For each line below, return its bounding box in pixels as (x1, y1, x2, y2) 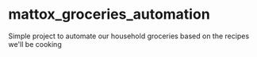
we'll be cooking (8, 39, 62, 48)
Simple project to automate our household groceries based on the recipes (8, 31, 250, 41)
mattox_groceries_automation (8, 5, 210, 23)
